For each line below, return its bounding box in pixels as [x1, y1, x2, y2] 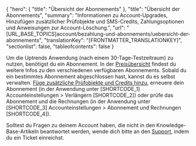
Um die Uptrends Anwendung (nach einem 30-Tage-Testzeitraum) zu [6, 55, 174, 61]
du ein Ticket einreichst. [6, 134, 65, 141]
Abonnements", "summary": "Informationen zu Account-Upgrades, [6, 12, 168, 19]
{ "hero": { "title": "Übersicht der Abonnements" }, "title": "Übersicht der [6, 6, 180, 12]
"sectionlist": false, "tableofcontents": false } [6, 43, 114, 50]
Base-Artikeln [6, 128, 39, 135]
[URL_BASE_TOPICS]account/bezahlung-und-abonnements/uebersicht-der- [6, 30, 191, 38]
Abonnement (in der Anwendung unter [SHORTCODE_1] [6, 86, 140, 92]
